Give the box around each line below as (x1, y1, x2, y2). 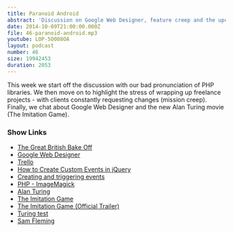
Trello (17, 157, 34, 166)
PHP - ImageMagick (17, 179, 75, 188)
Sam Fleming (17, 216, 55, 225)
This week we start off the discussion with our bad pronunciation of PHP (7, 80, 214, 89)
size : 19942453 (7, 55, 51, 62)
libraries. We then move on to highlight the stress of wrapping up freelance (7, 88, 221, 96)
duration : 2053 (7, 62, 51, 69)
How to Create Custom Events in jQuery (17, 165, 132, 173)
